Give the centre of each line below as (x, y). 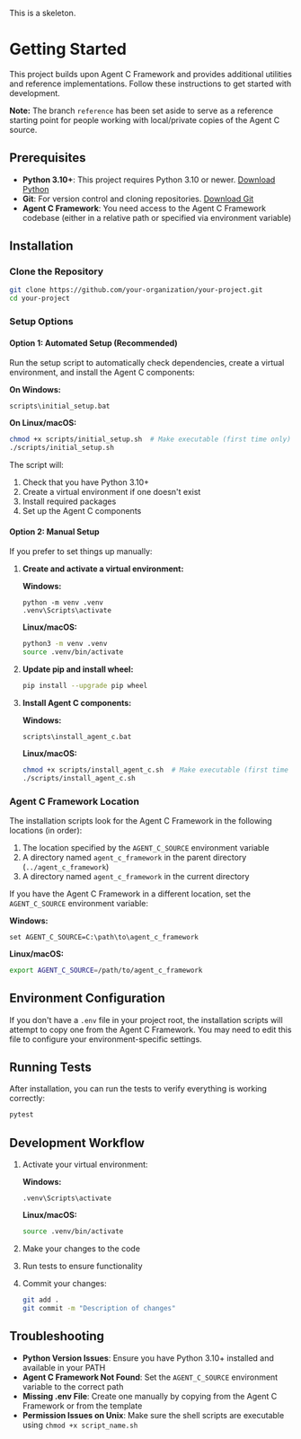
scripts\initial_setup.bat (60, 406)
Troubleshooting (57, 1336)
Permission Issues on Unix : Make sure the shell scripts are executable (153, 1415)
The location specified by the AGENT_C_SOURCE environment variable (146, 847)
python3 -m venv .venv (65, 644)
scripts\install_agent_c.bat (77, 737)
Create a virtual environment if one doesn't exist (111, 492)
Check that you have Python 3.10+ (86, 482)
